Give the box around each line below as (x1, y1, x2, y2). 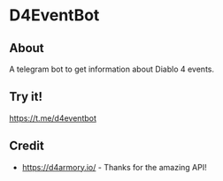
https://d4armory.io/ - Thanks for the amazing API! (21, 162, 207, 172)
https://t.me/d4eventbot (9, 112, 97, 124)
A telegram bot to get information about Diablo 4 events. (9, 64, 215, 74)
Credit (9, 139, 44, 154)
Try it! (9, 89, 42, 104)
